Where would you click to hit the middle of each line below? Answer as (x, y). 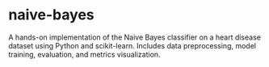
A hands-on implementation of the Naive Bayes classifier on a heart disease (134, 37)
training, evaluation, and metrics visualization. (84, 54)
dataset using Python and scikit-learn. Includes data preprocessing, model (132, 45)
